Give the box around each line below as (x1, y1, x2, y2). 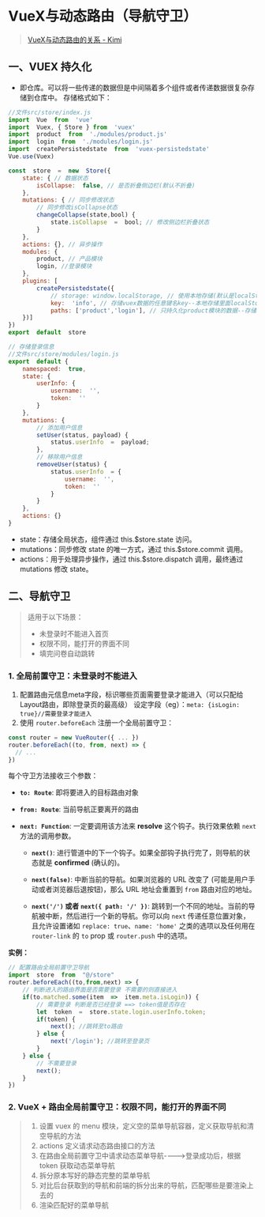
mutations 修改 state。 (19, 564, 93, 573)
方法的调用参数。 (19, 831, 76, 841)
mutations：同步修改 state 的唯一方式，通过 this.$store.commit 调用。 (19, 544, 248, 554)
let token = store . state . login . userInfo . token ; (36, 1007, 207, 1016)
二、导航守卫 (8, 590, 71, 603)
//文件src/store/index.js (8, 108, 91, 116)
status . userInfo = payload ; (50, 438, 150, 447)
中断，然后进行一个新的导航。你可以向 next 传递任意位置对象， (45, 911, 251, 921)
